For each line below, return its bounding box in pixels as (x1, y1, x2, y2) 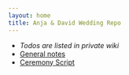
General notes (19, 49, 65, 58)
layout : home (8, 11, 51, 20)
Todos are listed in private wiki (19, 40, 120, 50)
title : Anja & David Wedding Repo (8, 19, 122, 27)
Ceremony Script (19, 57, 75, 67)
